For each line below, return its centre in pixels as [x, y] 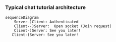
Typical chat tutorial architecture [45, 7]
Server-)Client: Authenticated [46, 22]
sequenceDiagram [22, 18]
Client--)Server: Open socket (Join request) [63, 26]
